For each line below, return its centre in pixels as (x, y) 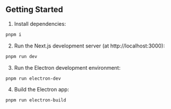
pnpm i (14, 35)
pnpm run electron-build (36, 100)
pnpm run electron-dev (33, 79)
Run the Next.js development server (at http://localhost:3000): (89, 46)
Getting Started (34, 10)
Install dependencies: (40, 23)
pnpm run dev (21, 56)
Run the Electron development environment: (67, 67)
